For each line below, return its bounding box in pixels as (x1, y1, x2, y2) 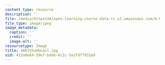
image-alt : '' (9, 39, 38, 44)
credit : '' (9, 35, 32, 40)
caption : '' (9, 30, 34, 35)
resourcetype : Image (5, 43, 48, 48)
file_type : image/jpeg (5, 21, 52, 26)
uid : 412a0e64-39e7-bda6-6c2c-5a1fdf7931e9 (5, 52, 96, 58)
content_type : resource (5, 7, 54, 12)
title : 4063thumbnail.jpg (5, 48, 58, 53)
